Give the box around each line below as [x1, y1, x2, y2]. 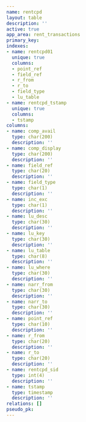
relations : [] [6, 401, 43, 407]
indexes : [6, 43, 29, 49]
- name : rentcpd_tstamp [6, 100, 67, 106]
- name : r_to [6, 349, 40, 356]
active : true [6, 26, 40, 32]
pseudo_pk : [6, 407, 34, 413]
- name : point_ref [6, 316, 53, 322]
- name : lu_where [6, 264, 51, 271]
